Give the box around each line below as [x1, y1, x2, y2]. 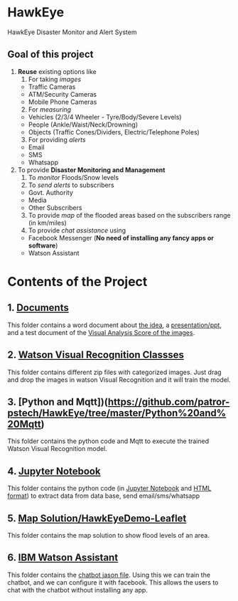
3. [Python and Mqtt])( [7, 395, 109, 408]
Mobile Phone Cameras [28, 97, 97, 106]
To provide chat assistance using [28, 225, 126, 235]
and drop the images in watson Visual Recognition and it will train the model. [7, 375, 231, 384]
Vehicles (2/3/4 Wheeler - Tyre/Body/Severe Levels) [28, 112, 182, 121]
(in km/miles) [28, 218, 67, 227]
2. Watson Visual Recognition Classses [7, 349, 185, 361]
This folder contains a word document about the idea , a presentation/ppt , [7, 321, 222, 329]
